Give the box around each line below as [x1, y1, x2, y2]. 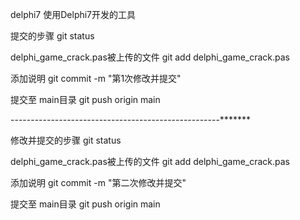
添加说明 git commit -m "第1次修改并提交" [10, 73, 182, 84]
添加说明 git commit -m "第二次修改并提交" [10, 177, 187, 188]
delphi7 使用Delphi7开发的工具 [10, 9, 137, 20]
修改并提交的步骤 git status [10, 134, 122, 146]
